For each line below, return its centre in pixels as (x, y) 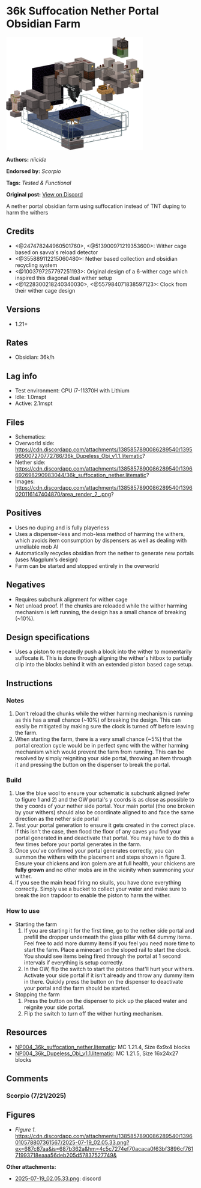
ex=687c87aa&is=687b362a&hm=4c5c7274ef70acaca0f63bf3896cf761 (104, 1148)
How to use (23, 911)
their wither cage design (45, 290)
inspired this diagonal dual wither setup (64, 278)
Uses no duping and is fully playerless (62, 528)
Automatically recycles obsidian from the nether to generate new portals (104, 553)
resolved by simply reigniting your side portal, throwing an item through (103, 758)
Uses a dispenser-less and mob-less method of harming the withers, (100, 534)
